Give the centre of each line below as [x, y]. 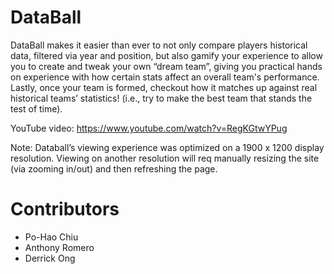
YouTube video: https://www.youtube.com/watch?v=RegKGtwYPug [149, 128]
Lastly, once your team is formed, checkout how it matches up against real [164, 87]
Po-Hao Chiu [51, 237]
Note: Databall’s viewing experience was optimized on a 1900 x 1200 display [167, 147]
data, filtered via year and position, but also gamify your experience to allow [166, 55]
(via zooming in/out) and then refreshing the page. [114, 168]
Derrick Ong [50, 258]
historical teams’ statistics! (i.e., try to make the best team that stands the [161, 98]
